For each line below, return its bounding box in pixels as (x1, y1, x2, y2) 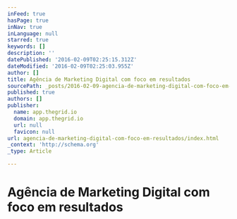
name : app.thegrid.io (13, 108, 78, 115)
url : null (13, 121, 42, 129)
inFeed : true (7, 10, 46, 18)
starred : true (7, 37, 49, 44)
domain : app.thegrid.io (13, 115, 83, 122)
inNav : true (7, 23, 42, 30)
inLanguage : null (7, 30, 59, 37)
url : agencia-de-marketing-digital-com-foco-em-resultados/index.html (7, 134, 219, 142)
